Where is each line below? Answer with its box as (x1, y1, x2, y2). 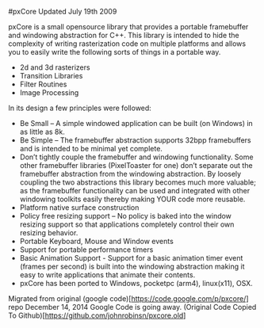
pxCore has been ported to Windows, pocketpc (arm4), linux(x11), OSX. (19, 279, 254, 288)
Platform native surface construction (19, 203, 140, 212)
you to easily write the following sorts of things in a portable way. (8, 48, 221, 56)
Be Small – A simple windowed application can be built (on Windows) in (19, 119, 254, 128)
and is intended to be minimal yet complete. (19, 144, 163, 153)
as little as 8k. (19, 127, 65, 136)
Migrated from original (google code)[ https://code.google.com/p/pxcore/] (8, 294, 249, 303)
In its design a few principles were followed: (8, 103, 152, 113)
